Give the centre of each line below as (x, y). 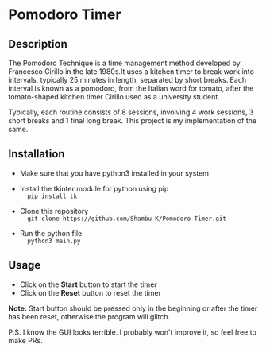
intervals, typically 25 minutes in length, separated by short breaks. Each (127, 80)
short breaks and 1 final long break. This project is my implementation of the (132, 120)
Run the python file (51, 233)
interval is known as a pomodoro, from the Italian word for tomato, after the (131, 88)
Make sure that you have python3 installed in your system (114, 173)
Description (38, 44)
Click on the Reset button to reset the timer (90, 292)
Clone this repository (54, 211)
